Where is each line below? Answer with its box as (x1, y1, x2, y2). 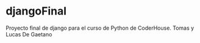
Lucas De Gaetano (5, 30, 52, 38)
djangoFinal (5, 4, 67, 18)
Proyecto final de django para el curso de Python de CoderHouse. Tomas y (5, 24, 195, 31)
